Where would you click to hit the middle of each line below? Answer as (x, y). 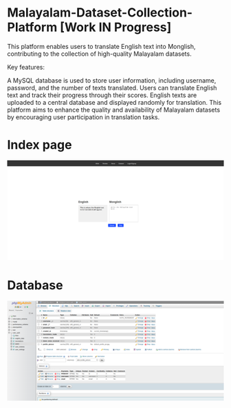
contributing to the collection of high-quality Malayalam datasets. (99, 54)
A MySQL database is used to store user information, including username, (112, 80)
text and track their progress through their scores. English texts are (102, 95)
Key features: (26, 67)
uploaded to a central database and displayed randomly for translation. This (114, 102)
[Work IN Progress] (115, 27)
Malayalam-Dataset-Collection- (100, 13)
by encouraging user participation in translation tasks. (84, 117)
